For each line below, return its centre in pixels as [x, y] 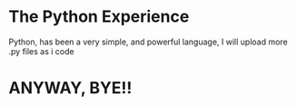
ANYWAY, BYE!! [70, 88]
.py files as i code [41, 51]
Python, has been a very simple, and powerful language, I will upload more [148, 42]
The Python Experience [99, 17]
